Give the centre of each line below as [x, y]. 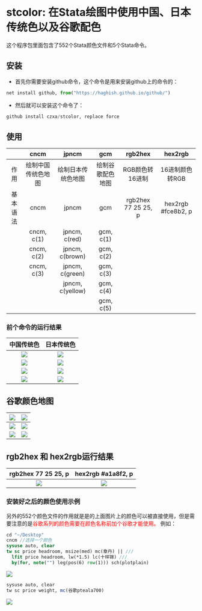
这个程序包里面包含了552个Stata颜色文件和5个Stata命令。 [78, 45]
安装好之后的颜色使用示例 [43, 502]
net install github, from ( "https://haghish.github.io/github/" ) [88, 93]
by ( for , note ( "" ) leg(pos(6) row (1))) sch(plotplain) [80, 562]
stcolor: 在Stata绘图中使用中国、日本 [99, 12]
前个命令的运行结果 [34, 327]
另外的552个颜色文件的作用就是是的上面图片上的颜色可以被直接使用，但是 [98, 516]
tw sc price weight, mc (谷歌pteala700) [55, 590]
